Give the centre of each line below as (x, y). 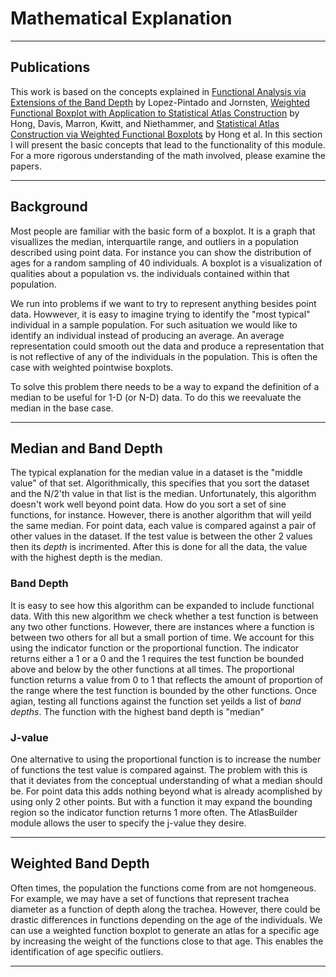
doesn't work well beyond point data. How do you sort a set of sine (148, 504)
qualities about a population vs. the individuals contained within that (150, 273)
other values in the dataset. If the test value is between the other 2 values (161, 536)
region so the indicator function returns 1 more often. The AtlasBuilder (154, 812)
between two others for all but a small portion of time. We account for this (162, 637)
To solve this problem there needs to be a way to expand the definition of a (165, 386)
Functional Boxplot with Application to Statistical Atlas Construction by (155, 113)
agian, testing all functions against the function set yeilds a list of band (156, 701)
